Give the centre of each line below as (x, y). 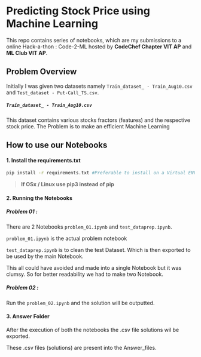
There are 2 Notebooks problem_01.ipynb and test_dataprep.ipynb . (89, 227)
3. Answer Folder (28, 316)
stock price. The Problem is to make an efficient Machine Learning (88, 126)
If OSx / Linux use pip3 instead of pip (68, 184)
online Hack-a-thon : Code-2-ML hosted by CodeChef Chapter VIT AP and (99, 47)
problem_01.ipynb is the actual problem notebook (67, 238)
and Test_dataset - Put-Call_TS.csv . (53, 92)
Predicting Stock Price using (78, 11)
